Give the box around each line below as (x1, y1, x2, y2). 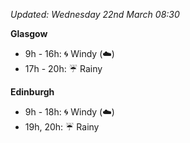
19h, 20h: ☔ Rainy (24, 121, 100, 133)
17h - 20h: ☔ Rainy (24, 63, 103, 74)
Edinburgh (10, 86, 55, 98)
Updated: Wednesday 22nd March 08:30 (10, 9, 180, 20)
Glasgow (10, 28, 48, 39)
